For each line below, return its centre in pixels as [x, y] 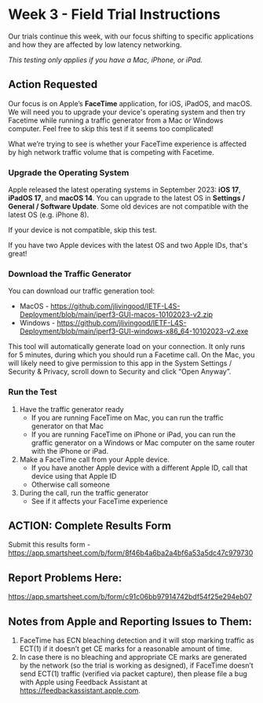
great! [18, 254]
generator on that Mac [68, 425]
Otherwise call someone [70, 484]
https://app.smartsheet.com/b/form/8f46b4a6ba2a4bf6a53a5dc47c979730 [131, 553]
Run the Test [33, 392]
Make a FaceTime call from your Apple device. [95, 459]
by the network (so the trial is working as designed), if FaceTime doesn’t [136, 665]
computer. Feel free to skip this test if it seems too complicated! [111, 128]
